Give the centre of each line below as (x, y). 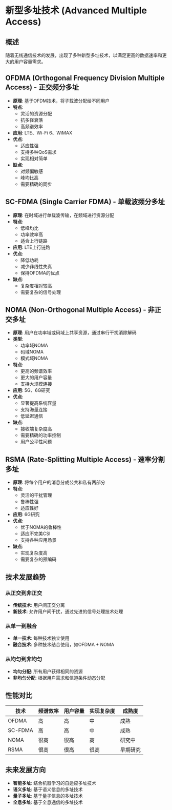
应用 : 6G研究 (26, 515)
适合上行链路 (34, 241)
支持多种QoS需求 (38, 152)
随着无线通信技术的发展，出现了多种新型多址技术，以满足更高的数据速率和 (84, 55)
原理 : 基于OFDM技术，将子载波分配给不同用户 (61, 101)
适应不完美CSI (35, 534)
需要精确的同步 (36, 184)
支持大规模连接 (36, 384)
